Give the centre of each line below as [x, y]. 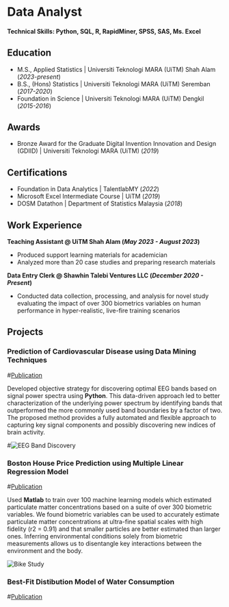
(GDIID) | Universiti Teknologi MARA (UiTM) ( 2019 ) [88, 151]
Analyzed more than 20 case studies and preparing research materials [116, 262]
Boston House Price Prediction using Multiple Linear [95, 463]
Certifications [37, 172]
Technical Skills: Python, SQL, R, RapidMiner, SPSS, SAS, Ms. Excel [104, 31]
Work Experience [45, 225]
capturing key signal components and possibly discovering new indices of [111, 425]
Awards [24, 127]
